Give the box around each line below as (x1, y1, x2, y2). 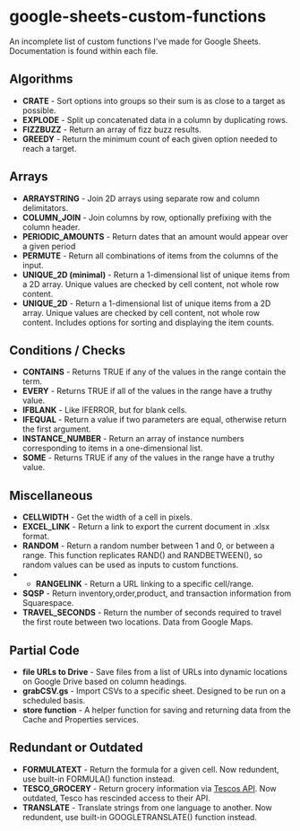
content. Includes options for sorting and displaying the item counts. (21, 317, 275, 328)
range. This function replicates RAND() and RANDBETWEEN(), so (21, 550, 262, 561)
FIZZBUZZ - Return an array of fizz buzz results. (21, 124, 201, 135)
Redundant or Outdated (9, 740, 143, 756)
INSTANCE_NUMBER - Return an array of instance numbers (21, 433, 244, 444)
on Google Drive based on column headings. (21, 676, 187, 687)
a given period (21, 241, 76, 251)
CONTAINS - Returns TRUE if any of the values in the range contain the (21, 366, 287, 378)
